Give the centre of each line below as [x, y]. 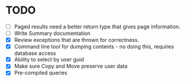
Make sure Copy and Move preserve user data [71, 66]
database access [35, 53]
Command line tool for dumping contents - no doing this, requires [94, 47]
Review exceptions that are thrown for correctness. [77, 40]
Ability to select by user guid [49, 60]
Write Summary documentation [52, 33]
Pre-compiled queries [41, 73]
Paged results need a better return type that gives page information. [97, 27]
